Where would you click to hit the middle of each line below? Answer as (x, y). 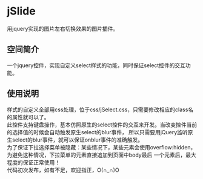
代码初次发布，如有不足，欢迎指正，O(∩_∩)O (63, 170)
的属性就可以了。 (28, 117)
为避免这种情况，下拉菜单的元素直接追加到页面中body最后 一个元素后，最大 (101, 155)
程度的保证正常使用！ (33, 162)
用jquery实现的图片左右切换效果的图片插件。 (63, 28)
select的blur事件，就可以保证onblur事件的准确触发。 (78, 140)
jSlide (21, 11)
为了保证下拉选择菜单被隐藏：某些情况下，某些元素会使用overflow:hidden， (101, 147)
